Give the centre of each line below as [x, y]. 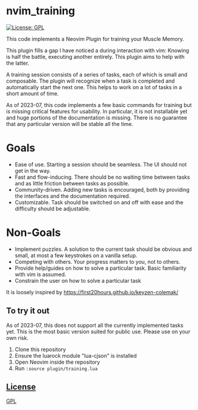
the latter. [18, 63]
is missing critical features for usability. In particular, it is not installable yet [97, 111]
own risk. [17, 338]
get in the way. [33, 171]
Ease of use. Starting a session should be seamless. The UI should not [100, 164]
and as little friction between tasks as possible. [72, 183]
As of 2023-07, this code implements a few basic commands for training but [99, 105]
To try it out [28, 311]
